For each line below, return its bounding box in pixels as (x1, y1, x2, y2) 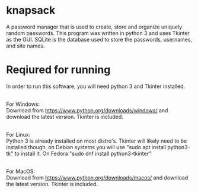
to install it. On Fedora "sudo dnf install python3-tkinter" (14, 150, 152, 157)
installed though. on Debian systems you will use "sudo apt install (6, 143, 167, 150)
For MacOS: (6, 168, 36, 175)
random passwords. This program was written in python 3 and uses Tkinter (6, 29, 190, 36)
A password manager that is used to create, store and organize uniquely (6, 23, 183, 30)
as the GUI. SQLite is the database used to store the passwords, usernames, (6, 36, 193, 43)
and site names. (6, 42, 45, 49)
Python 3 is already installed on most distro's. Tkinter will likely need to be (6, 137, 187, 144)
